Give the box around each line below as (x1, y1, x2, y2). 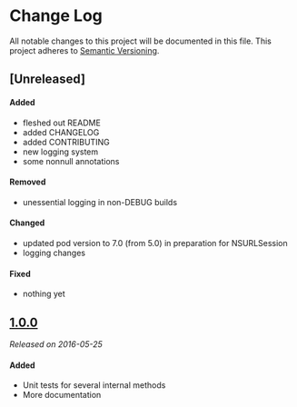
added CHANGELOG (22, 126, 100, 137)
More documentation (22, 390, 102, 401)
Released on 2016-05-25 (9, 338, 103, 350)
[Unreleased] (9, 72, 86, 87)
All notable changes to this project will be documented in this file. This (9, 35, 272, 46)
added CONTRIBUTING (22, 136, 111, 147)
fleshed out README (22, 117, 102, 128)
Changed (9, 217, 45, 228)
